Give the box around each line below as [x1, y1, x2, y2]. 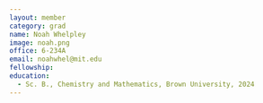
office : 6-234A [9, 47, 66, 56]
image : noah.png [9, 38, 70, 47]
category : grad [9, 21, 66, 30]
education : [9, 72, 50, 81]
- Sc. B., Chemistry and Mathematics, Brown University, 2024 [17, 80, 255, 89]
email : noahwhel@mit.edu [9, 55, 102, 64]
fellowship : [9, 64, 54, 73]
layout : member [9, 13, 66, 22]
